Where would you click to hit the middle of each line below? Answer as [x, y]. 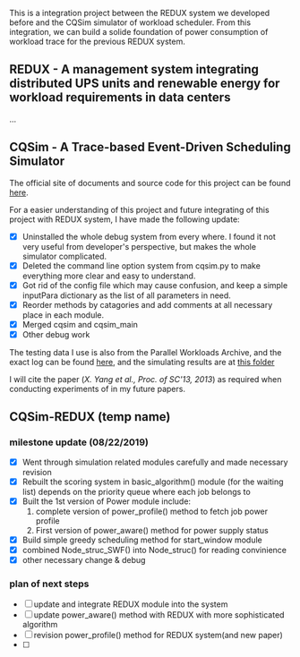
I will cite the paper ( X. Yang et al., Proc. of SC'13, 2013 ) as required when [146, 379]
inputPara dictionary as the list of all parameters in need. [126, 295]
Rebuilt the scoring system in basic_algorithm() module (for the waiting [153, 482]
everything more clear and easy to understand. [109, 276]
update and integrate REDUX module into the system [131, 604]
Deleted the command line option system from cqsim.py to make [141, 265]
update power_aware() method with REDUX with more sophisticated [159, 615]
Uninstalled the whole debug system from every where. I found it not [149, 236]
